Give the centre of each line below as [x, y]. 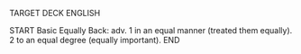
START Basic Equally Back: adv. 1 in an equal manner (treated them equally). [151, 30]
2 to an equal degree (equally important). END [95, 40]
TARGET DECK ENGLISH [55, 13]
